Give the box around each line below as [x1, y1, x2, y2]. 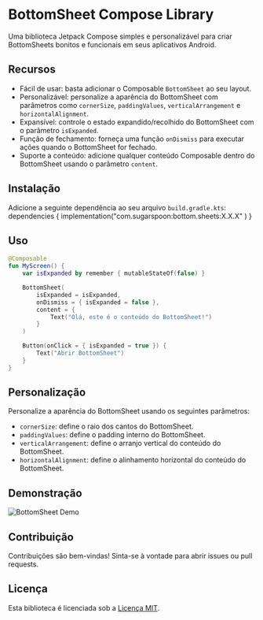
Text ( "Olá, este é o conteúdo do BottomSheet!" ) [49, 313, 213, 321]
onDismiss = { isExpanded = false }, [36, 298, 159, 306]
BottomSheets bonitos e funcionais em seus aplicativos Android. [8, 39, 217, 49]
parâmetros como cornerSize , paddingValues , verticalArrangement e [19, 100, 241, 110]
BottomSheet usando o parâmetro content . [19, 159, 159, 169]
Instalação [8, 182, 61, 195]
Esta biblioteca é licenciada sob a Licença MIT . [8, 603, 160, 612]
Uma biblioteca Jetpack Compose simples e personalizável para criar [8, 32, 233, 41]
